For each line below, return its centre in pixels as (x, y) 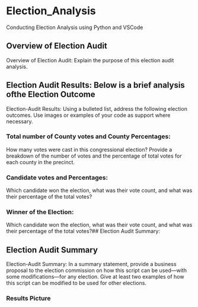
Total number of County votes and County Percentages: (88, 136)
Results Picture (29, 299)
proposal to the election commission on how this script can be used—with (96, 270)
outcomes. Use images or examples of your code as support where (88, 115)
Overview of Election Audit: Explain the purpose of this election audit (90, 60)
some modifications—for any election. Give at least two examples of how (95, 277)
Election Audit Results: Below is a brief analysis (95, 85)
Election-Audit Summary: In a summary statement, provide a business (91, 264)
